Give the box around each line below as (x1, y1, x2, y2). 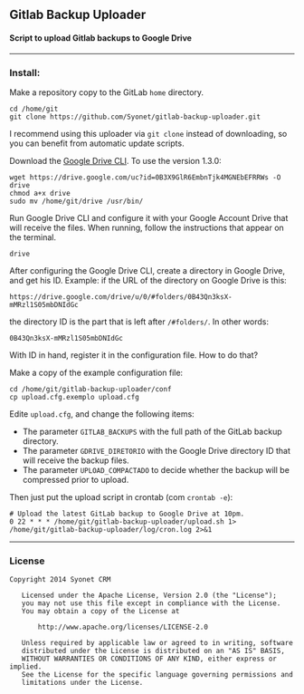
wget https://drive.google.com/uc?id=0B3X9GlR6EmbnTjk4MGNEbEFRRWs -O (9, 172, 281, 182)
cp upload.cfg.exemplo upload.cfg (9, 392, 140, 401)
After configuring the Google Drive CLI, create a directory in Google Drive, (9, 265, 286, 275)
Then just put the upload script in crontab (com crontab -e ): (9, 491, 233, 502)
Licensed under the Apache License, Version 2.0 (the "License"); (21, 591, 278, 601)
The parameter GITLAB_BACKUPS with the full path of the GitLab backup (22, 426, 282, 437)
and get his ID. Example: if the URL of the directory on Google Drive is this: (9, 275, 287, 285)
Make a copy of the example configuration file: (9, 367, 184, 378)
